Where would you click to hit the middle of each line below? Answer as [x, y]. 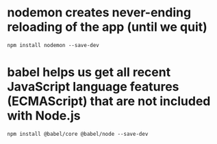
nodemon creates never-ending [99, 13]
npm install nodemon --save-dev [53, 45]
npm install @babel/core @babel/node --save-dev [78, 134]
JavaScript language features [93, 87]
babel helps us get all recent [89, 72]
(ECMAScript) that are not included [109, 101]
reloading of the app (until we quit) [107, 27]
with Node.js [44, 116]
